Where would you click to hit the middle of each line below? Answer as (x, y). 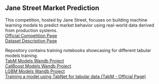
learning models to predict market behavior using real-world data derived (80, 25)
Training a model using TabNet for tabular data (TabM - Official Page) (76, 76)
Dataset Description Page (31, 41)
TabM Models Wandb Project (35, 60)
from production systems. (31, 30)
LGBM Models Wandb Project (35, 71)
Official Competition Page (31, 35)
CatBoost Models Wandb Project (38, 66)
